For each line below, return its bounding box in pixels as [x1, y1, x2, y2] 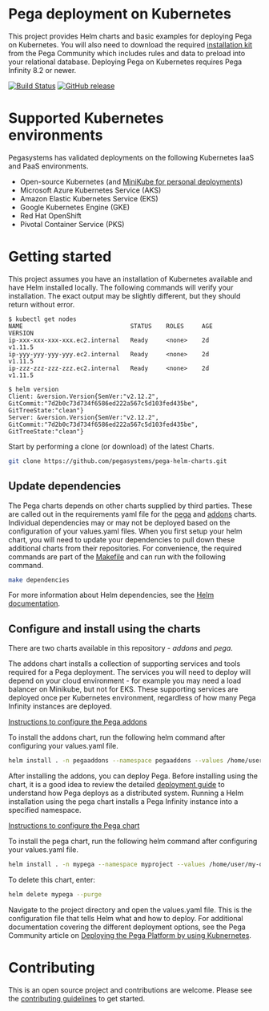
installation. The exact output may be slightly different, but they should [8, 290, 241, 301]
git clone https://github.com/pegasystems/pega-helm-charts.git [8, 457, 227, 465]
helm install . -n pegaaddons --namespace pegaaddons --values [8, 757, 224, 765]
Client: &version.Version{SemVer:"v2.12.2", [8, 392, 159, 400]
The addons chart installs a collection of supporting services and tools [8, 659, 241, 668]
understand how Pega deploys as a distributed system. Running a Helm [8, 788, 244, 798]
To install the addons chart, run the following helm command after [8, 733, 226, 742]
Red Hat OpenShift [19, 210, 82, 221]
